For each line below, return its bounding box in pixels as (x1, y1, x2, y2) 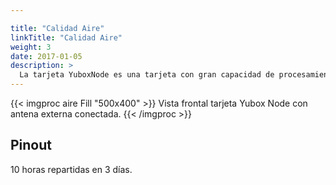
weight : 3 (10, 42, 52, 52)
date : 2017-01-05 (10, 51, 83, 61)
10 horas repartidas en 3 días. (10, 163, 133, 175)
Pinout (10, 137, 53, 154)
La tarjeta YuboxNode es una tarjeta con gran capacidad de (19, 70, 275, 80)
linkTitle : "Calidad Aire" (10, 32, 123, 43)
